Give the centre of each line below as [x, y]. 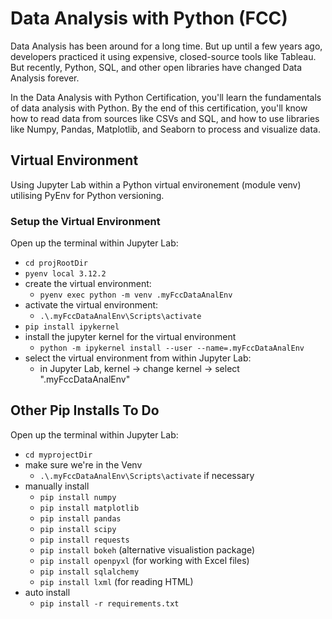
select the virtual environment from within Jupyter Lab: [138, 358]
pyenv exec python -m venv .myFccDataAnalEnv [136, 295]
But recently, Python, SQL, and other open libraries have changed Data [156, 67]
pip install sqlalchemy [89, 572]
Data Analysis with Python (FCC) [149, 18]
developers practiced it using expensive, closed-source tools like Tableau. [163, 56]
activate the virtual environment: [91, 305]
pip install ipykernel [72, 327]
